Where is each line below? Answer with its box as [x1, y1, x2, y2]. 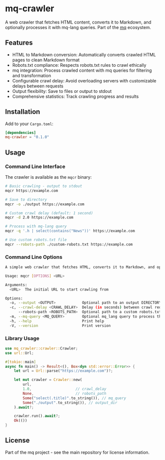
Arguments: [5, 282, 27, 287]
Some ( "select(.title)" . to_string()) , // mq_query [23, 396, 126, 401]
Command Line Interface [5, 163, 65, 170]
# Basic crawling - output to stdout [5, 184, 82, 189]
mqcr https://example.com [5, 188, 58, 193]
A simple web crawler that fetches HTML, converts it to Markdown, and [5, 265, 155, 270]
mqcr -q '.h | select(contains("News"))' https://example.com [5, 229, 135, 234]
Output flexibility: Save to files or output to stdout [12, 88, 112, 94]
